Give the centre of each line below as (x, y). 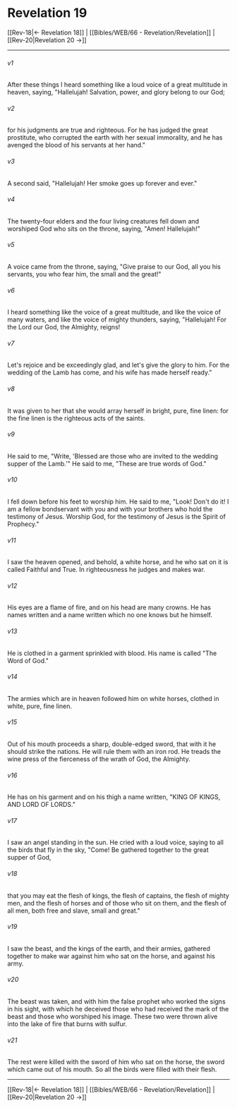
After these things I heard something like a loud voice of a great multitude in (117, 85)
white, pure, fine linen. (40, 706)
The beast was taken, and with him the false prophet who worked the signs (116, 1002)
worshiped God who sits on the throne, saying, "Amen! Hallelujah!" (104, 229)
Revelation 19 (47, 13)
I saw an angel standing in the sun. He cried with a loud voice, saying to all (116, 842)
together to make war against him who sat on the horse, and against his (111, 956)
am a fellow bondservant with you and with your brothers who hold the (110, 509)
